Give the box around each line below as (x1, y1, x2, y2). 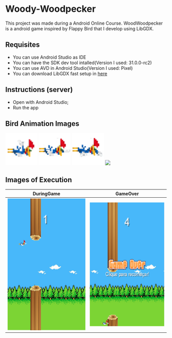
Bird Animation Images (5, 119, 79, 128)
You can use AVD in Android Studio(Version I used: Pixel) (12, 65, 133, 71)
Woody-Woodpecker (5, 3, 96, 15)
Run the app (12, 104, 39, 110)
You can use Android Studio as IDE (12, 54, 87, 60)
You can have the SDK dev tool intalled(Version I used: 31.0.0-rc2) (12, 60, 152, 66)
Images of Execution (5, 175, 72, 184)
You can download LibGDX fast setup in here (12, 70, 107, 77)
